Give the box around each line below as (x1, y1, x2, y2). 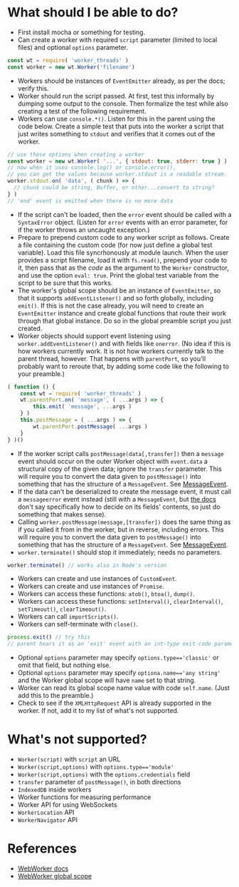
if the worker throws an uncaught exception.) (17, 225, 150, 234)
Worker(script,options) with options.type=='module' (17, 763, 174, 771)
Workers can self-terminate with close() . (17, 620, 139, 629)
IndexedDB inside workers (17, 786, 92, 794)
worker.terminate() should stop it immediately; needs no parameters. (17, 547, 223, 557)
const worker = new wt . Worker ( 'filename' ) (7, 64, 135, 71)
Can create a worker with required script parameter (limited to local (17, 35, 218, 44)
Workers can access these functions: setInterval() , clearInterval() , (17, 597, 223, 606)
